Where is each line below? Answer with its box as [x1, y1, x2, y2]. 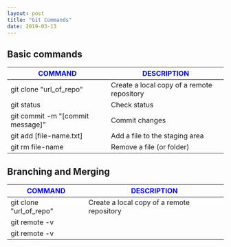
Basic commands [7, 48, 82, 60]
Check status [111, 100, 154, 110]
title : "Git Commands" [7, 17, 72, 23]
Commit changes [111, 116, 166, 125]
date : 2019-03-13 [7, 23, 57, 30]
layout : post [7, 10, 45, 17]
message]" [10, 120, 47, 129]
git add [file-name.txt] [10, 131, 83, 141]
